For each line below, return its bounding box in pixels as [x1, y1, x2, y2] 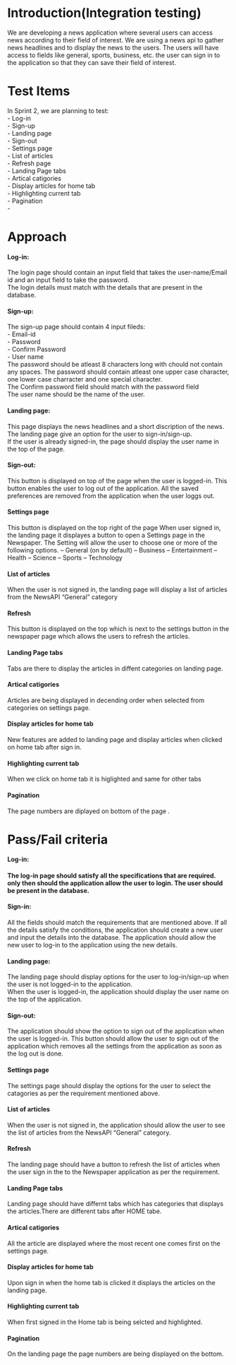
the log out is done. [7, 1049, 63, 1058]
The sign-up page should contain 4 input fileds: [7, 323, 146, 331]
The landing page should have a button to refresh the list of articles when [7, 1160, 221, 1169]
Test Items [7, 83, 70, 100]
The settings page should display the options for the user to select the [7, 1081, 211, 1089]
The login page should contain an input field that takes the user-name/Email [7, 268, 228, 277]
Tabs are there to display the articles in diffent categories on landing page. [7, 664, 223, 673]
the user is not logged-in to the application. [7, 980, 132, 988]
